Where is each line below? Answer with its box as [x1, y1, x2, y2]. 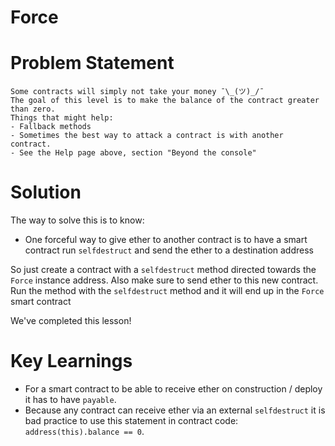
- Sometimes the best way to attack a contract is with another [10, 131, 284, 141]
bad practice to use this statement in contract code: [24, 415, 239, 426]
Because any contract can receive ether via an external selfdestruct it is [24, 404, 326, 416]
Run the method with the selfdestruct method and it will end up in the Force [10, 285, 325, 297]
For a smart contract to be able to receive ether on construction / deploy [24, 383, 323, 395]
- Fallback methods [10, 122, 92, 132]
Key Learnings [10, 350, 133, 373]
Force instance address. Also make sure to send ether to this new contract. [10, 274, 319, 286]
